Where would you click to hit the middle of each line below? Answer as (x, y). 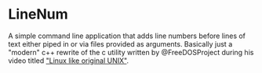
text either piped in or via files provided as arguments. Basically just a (120, 43)
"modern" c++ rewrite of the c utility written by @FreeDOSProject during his (131, 52)
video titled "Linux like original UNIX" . (69, 61)
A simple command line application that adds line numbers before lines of (127, 36)
